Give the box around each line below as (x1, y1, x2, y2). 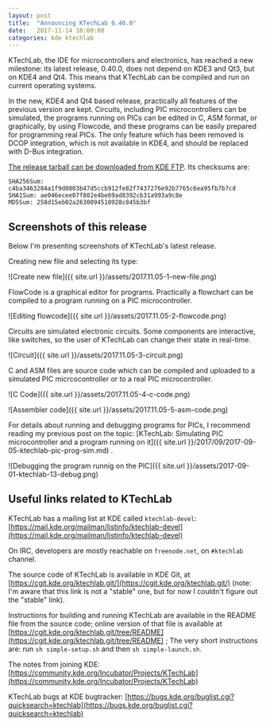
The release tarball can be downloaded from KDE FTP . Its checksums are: (8, 162, 250, 172)
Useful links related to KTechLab (8, 492, 172, 506)
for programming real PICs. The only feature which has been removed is (8, 130, 245, 140)
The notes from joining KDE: (8, 659, 101, 669)
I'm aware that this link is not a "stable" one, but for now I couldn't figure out (8, 586, 258, 596)
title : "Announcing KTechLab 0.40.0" (8, 19, 137, 27)
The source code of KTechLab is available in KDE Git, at (8, 570, 191, 579)
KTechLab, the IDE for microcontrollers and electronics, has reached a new (8, 56, 254, 65)
